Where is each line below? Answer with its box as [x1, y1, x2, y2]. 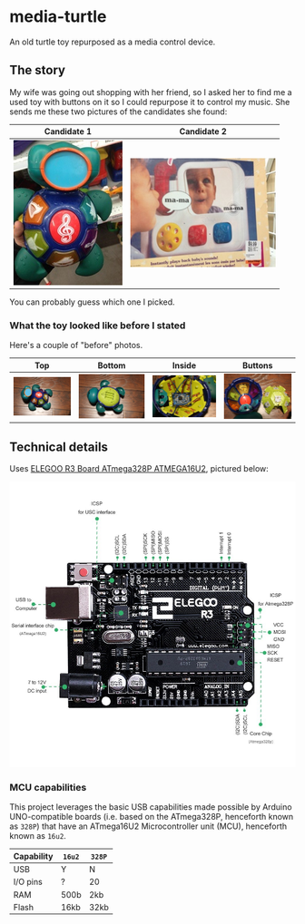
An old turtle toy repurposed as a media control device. [9, 36, 216, 47]
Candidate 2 [179, 126, 227, 137]
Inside [172, 360, 197, 371]
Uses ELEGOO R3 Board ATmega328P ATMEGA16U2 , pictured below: [9, 463, 270, 474]
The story [9, 63, 66, 78]
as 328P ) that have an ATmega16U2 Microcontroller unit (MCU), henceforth [9, 821, 288, 832]
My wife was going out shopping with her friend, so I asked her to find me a [9, 86, 292, 97]
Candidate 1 [44, 126, 93, 137]
